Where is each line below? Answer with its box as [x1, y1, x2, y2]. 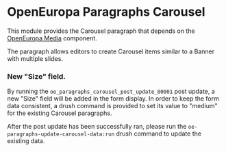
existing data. [7, 137, 46, 145]
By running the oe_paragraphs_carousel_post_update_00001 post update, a [7, 87, 216, 96]
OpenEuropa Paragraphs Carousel [7, 4, 205, 20]
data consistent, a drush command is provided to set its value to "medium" [7, 102, 218, 110]
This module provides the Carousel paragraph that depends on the [7, 27, 195, 35]
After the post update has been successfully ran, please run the [7, 123, 187, 131]
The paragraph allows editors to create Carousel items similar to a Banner [7, 47, 214, 55]
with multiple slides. [7, 54, 64, 62]
